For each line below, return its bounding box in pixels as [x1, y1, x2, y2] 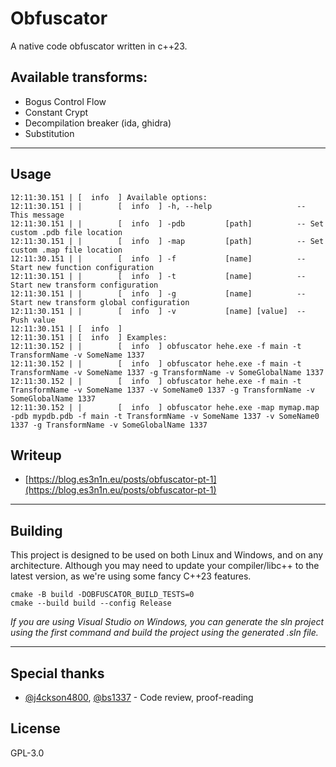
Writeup [10, 447, 62, 464]
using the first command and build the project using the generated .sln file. [10, 627, 319, 639]
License [10, 720, 61, 737]
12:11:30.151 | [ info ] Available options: [10, 192, 208, 202]
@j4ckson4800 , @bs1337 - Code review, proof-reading [24, 692, 254, 703]
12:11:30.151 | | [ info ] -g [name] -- [10, 288, 307, 299]
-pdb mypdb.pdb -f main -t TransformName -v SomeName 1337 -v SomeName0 [10, 411, 320, 421]
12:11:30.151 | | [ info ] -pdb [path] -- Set [10, 218, 325, 229]
